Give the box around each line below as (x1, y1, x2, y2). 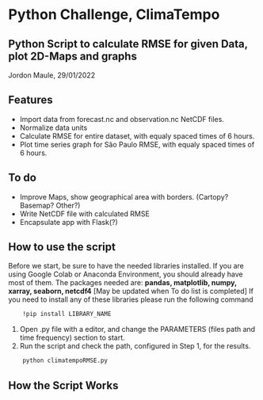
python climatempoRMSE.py (22, 356, 109, 365)
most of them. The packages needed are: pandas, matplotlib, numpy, (8, 278, 238, 288)
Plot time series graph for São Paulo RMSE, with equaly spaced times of (19, 139, 255, 149)
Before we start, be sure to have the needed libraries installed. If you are (8, 261, 244, 271)
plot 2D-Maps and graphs (8, 49, 137, 63)
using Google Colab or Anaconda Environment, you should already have (8, 269, 243, 279)
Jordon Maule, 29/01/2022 (8, 70, 96, 80)
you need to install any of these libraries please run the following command (8, 295, 253, 304)
